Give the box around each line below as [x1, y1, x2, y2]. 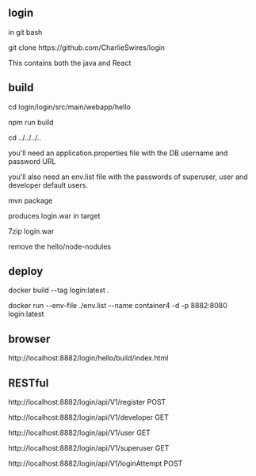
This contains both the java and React [8, 58, 132, 67]
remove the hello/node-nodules [8, 242, 112, 251]
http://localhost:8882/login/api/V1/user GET [8, 428, 151, 438]
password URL [8, 156, 56, 166]
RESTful [8, 376, 49, 390]
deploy [8, 265, 44, 278]
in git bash [8, 27, 43, 36]
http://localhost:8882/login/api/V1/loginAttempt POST [8, 459, 183, 468]
